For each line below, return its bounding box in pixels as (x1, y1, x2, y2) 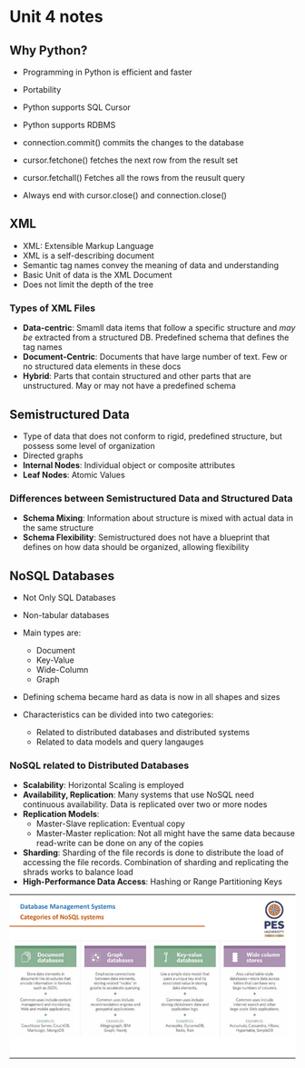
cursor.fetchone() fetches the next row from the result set (22, 155, 239, 165)
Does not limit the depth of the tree (22, 279, 154, 290)
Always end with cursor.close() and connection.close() (22, 190, 227, 201)
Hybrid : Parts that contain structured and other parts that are (22, 371, 251, 382)
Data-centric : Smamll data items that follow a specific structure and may (22, 323, 296, 334)
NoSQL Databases (9, 568, 115, 584)
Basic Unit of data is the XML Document (22, 269, 172, 280)
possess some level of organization (22, 440, 156, 451)
